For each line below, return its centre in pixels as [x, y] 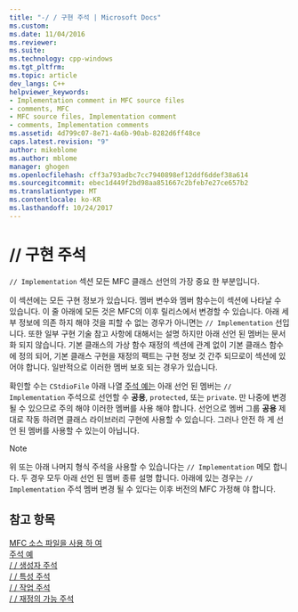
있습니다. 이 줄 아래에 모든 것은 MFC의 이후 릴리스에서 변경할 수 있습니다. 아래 [145, 311]
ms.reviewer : [33, 42]
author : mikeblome [43, 150]
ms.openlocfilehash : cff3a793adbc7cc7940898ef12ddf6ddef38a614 [129, 175]
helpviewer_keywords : [49, 92]
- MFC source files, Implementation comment [93, 117]
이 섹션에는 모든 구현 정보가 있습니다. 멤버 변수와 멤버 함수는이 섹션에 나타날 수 [145, 300]
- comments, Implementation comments [79, 126]
